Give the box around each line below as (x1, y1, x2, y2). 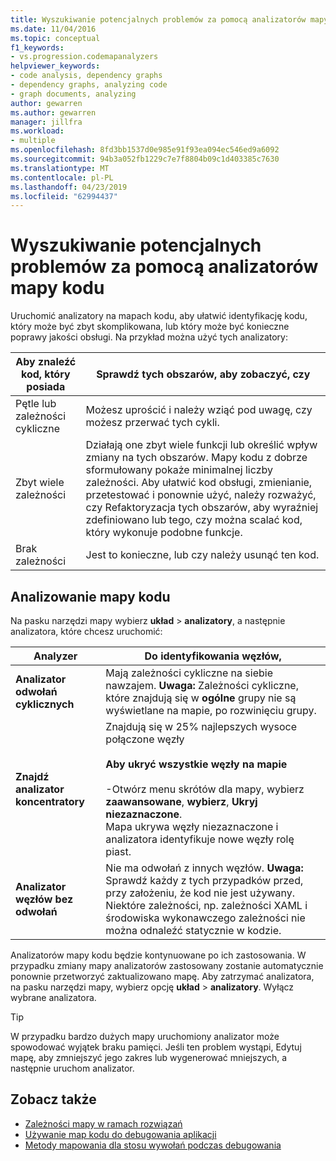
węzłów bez (15, 892, 74, 906)
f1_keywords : (10, 42, 65, 53)
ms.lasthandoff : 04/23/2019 (10, 182, 128, 192)
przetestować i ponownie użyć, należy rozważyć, (85, 488, 317, 502)
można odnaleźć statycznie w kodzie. (105, 924, 282, 937)
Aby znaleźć (15, 355, 77, 369)
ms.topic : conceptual (10, 33, 101, 43)
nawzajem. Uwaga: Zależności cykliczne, (105, 679, 299, 692)
